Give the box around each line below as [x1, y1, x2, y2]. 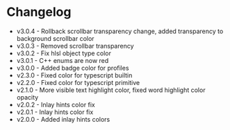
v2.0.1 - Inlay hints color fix [16, 108, 94, 116]
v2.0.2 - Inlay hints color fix [16, 100, 95, 109]
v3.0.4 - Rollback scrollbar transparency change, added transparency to [16, 27, 224, 35]
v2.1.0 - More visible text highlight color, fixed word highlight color [16, 86, 206, 94]
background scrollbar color [16, 34, 95, 42]
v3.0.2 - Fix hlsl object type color [16, 49, 112, 57]
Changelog [6, 4, 72, 20]
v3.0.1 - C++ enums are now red [16, 56, 109, 64]
